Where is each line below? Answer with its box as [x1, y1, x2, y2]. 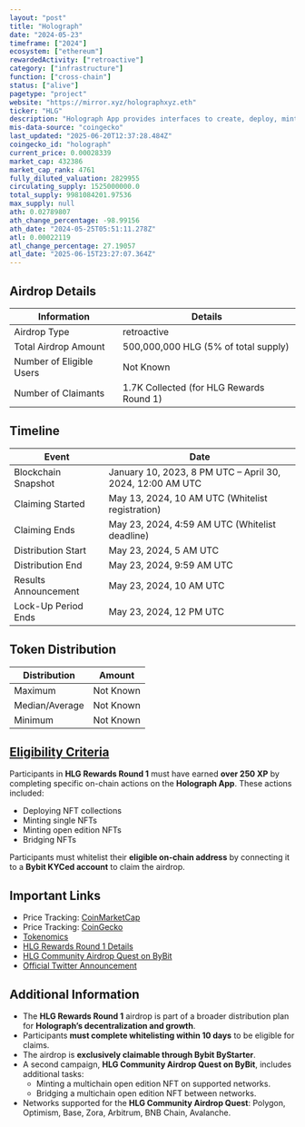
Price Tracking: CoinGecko [22, 922, 123, 933]
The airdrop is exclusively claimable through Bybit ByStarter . [22, 1050, 256, 1060]
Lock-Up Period [14, 599, 84, 612]
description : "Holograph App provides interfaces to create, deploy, [9, 114, 279, 124]
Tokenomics [22, 932, 69, 943]
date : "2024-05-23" [9, 30, 84, 39]
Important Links [9, 887, 102, 904]
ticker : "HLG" [9, 106, 64, 115]
